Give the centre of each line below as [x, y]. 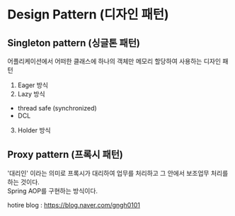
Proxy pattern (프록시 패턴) [65, 155]
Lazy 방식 [31, 94]
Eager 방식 [33, 85]
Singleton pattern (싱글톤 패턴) [74, 43]
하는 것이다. [24, 182]
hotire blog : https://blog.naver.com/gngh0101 [74, 205]
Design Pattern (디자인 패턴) [88, 15]
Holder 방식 [34, 130]
